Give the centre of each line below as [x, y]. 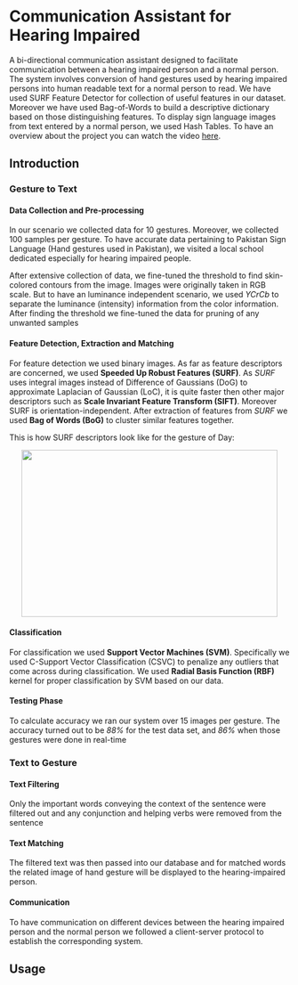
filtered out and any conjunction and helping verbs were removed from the [145, 813]
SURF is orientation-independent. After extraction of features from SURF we [149, 411]
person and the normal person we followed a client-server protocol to [137, 932]
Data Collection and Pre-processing [77, 210]
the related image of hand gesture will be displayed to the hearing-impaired [148, 872]
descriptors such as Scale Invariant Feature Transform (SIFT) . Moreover [143, 401]
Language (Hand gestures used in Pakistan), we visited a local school [137, 249]
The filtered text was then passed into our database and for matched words [148, 863]
